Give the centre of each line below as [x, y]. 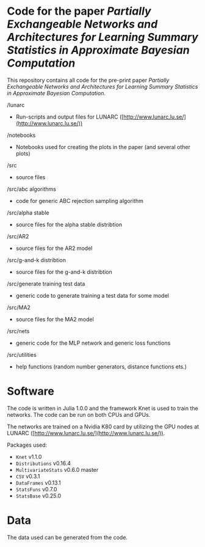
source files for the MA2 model [55, 319]
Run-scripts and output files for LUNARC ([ [70, 117]
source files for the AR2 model [54, 248]
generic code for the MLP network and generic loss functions [93, 343]
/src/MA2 [19, 307]
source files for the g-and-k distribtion [64, 272]
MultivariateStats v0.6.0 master [57, 469]
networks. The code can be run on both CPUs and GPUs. [79, 414]
